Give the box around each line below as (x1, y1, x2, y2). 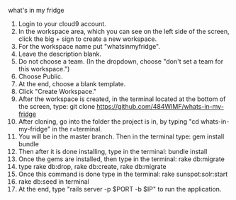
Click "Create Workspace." (18, 88, 97, 95)
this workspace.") (18, 65, 70, 73)
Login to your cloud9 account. (18, 20, 107, 28)
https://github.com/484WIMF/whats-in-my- (96, 102, 224, 110)
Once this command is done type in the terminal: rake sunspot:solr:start (18, 170, 228, 178)
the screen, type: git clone (18, 102, 95, 110)
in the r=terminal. (52, 125, 102, 133)
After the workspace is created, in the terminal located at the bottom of (18, 95, 226, 103)
